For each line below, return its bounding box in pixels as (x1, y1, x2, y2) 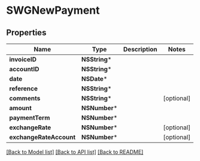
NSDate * (81, 75, 108, 83)
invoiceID (9, 55, 37, 63)
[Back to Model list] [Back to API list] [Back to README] (6, 148, 144, 156)
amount (9, 104, 32, 112)
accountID (9, 65, 40, 73)
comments (9, 94, 41, 102)
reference (9, 84, 38, 93)
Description (123, 45, 157, 53)
